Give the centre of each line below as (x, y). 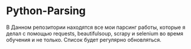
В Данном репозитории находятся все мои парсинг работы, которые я (96, 27)
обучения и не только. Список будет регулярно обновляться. (84, 40)
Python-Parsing (46, 11)
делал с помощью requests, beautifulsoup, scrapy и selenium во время (95, 33)
